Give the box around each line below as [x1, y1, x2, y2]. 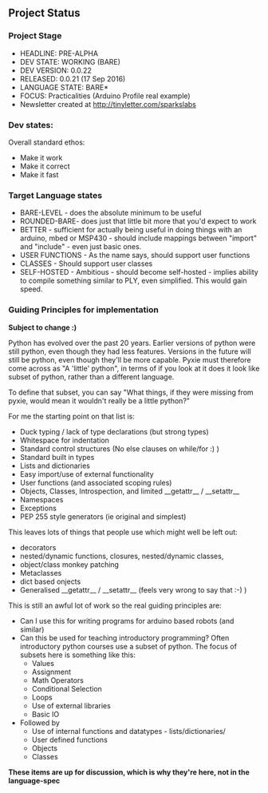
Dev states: [8, 119, 53, 130]
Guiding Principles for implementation [8, 304, 160, 315]
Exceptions [19, 503, 57, 513]
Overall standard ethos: [8, 137, 85, 147]
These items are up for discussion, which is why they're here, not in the [8, 767, 250, 777]
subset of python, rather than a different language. [8, 371, 175, 382]
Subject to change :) [8, 323, 77, 332]
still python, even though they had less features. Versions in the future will [8, 347, 251, 356]
